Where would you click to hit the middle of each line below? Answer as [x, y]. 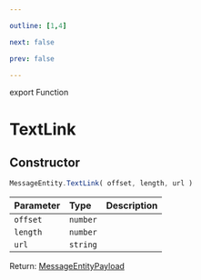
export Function [39, 93]
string [83, 245]
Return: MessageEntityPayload [67, 266]
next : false [32, 42]
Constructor [45, 162]
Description [132, 205]
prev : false [32, 59]
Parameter [37, 205]
